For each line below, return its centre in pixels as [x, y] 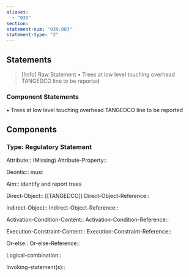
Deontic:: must [25, 172]
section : [17, 23]
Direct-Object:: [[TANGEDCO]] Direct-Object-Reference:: [78, 195]
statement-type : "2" [33, 35]
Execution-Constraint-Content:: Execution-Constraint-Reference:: [89, 231]
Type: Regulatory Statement [49, 146]
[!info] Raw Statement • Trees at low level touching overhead [98, 74]
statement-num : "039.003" [39, 29]
